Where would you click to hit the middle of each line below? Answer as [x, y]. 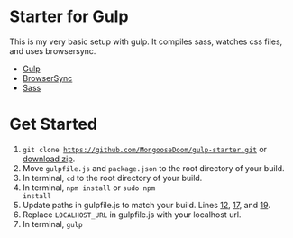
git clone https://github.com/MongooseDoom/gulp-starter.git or [145, 149]
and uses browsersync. [53, 50]
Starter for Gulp [69, 17]
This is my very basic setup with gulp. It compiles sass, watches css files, [146, 41]
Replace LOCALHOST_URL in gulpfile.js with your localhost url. [132, 215]
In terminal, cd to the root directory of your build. [112, 178]
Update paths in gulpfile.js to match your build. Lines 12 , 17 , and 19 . [146, 205]
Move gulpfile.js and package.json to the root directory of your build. [154, 168]
